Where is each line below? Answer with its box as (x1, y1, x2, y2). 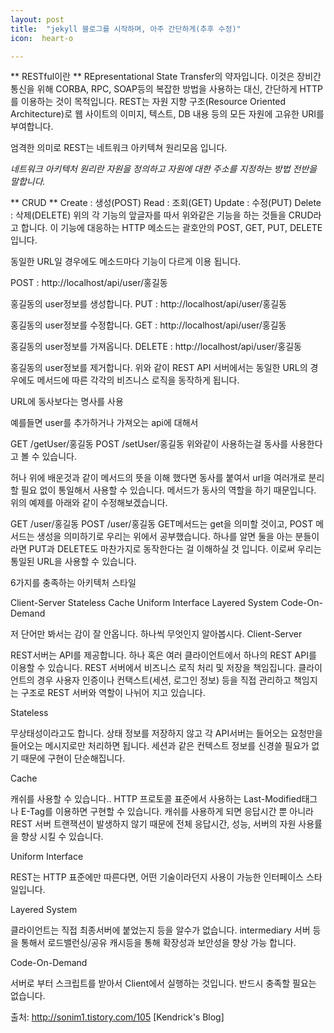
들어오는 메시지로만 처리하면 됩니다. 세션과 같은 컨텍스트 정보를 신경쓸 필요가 (10, 740, 310, 752)
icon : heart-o (10, 33, 74, 43)
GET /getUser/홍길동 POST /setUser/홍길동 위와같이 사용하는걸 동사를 (10, 438, 289, 450)
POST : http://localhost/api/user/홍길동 (10, 277, 168, 289)
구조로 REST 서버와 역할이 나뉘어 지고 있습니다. (20, 687, 206, 699)
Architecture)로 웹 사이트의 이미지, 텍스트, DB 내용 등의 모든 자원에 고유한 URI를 (10, 108, 325, 120)
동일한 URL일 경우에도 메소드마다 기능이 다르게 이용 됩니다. (10, 256, 242, 268)
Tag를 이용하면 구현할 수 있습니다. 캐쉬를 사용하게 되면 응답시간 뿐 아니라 (29, 806, 314, 818)
